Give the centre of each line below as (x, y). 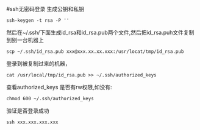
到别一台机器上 (25, 40)
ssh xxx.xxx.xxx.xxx (33, 122)
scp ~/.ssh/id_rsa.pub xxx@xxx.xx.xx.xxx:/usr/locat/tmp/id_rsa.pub (95, 52)
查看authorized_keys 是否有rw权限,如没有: (59, 87)
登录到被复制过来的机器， (38, 63)
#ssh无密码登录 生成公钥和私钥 (45, 9)
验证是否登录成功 (28, 111)
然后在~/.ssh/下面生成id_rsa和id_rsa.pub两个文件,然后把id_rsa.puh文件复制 (100, 32)
